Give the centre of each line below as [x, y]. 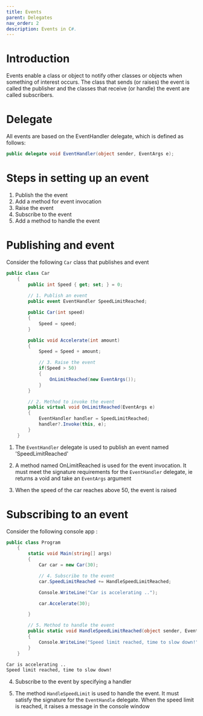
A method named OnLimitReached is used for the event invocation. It [101, 465]
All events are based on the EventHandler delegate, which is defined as [95, 137]
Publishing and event [60, 245]
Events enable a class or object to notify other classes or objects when [94, 76]
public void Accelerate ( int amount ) [74, 340]
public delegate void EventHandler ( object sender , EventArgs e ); [90, 154]
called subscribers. [30, 95]
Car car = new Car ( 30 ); [68, 565]
